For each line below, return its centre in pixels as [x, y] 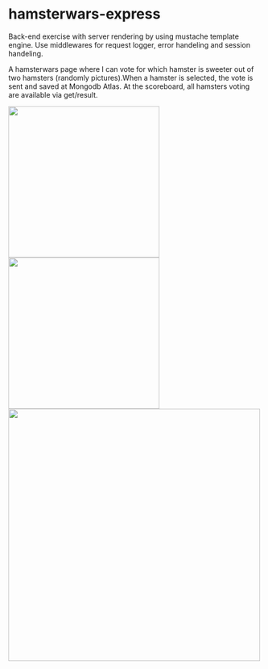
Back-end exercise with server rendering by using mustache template [124, 36]
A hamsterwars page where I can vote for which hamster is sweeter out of [131, 69]
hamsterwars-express [85, 14]
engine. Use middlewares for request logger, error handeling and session [130, 44]
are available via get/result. [53, 94]
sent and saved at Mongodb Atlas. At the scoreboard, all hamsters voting [129, 86]
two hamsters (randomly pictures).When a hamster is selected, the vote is [131, 77]
